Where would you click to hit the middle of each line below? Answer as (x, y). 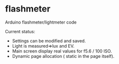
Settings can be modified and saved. (49, 41)
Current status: (20, 31)
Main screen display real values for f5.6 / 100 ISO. (62, 51)
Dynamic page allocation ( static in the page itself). (63, 56)
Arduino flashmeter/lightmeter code (41, 22)
